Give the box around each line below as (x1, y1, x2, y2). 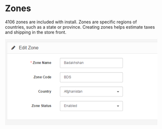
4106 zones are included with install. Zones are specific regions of (5, 19, 137, 25)
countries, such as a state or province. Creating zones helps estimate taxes (5, 24, 155, 30)
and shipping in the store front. (5, 29, 67, 35)
